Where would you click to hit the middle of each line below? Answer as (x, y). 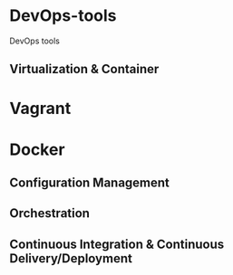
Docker (37, 149)
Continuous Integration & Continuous (117, 244)
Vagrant (40, 108)
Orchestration (50, 213)
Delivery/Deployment (71, 258)
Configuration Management (90, 183)
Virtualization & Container (84, 69)
